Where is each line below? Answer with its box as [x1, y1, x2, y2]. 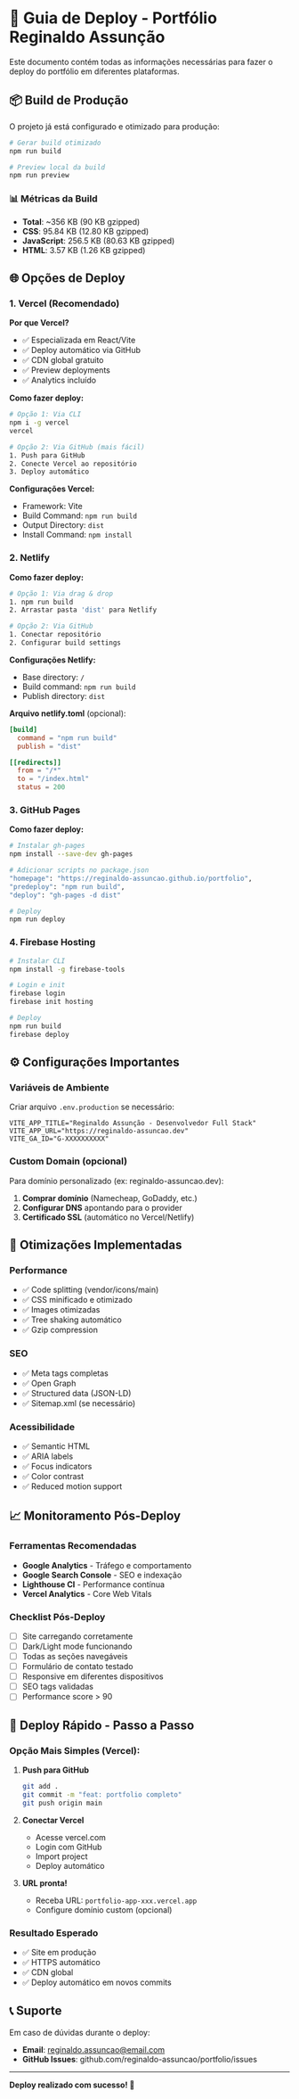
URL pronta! [21, 1877, 69, 1889]
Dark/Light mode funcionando [21, 1641, 133, 1651]
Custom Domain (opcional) [9, 1155, 127, 1167]
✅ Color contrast [21, 1470, 85, 1481]
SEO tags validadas [21, 1681, 93, 1692]
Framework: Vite [21, 501, 83, 512]
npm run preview [9, 171, 69, 180]
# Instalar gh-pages [9, 842, 86, 851]
